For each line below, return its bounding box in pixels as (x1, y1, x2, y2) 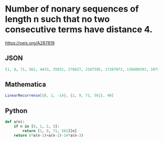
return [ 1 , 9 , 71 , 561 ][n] (22, 128, 77, 133)
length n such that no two (5, 14, 110, 25)
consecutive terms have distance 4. (5, 24, 153, 35)
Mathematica (5, 80, 46, 89)
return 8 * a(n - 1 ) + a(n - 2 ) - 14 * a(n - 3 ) (14, 133, 83, 138)
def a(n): (5, 120, 25, 125)
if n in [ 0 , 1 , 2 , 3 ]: (14, 124, 60, 129)
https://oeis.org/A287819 (5, 40, 55, 46)
